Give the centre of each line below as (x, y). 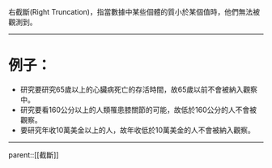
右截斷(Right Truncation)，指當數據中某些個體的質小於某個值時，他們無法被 (134, 12)
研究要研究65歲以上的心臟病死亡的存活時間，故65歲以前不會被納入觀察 (138, 89)
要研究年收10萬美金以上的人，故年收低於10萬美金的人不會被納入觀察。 (137, 130)
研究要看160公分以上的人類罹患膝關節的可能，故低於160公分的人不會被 (138, 110)
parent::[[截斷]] (34, 155)
